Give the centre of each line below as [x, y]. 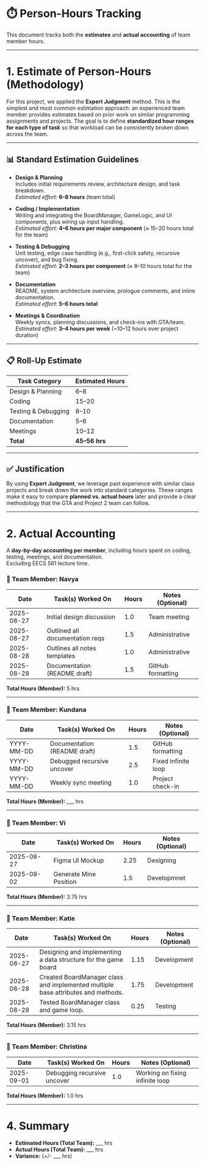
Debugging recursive [76, 1073]
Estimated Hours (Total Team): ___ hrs [64, 1143]
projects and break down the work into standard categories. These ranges [100, 490]
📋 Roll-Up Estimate [44, 361]
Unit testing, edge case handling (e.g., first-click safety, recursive [97, 253]
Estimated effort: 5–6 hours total [56, 303]
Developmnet [167, 878]
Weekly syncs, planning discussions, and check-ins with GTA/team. [100, 322]
